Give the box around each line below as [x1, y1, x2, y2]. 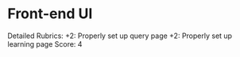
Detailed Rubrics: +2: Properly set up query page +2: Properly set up [7, 31, 232, 40]
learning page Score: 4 [7, 39, 83, 48]
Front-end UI [7, 5, 93, 23]
